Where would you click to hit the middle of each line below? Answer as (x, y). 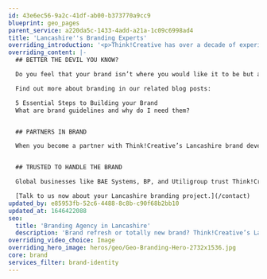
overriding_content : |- (48, 52)
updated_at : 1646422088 (48, 211)
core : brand (28, 255)
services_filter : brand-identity (64, 262)
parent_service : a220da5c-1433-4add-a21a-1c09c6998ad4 (101, 30)
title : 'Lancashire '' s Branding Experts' (78, 38)
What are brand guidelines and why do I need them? (103, 110)
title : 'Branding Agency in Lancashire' (83, 226)
